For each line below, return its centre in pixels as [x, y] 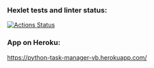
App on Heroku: [34, 43]
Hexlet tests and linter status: [57, 10]
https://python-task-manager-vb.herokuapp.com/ [77, 57]
